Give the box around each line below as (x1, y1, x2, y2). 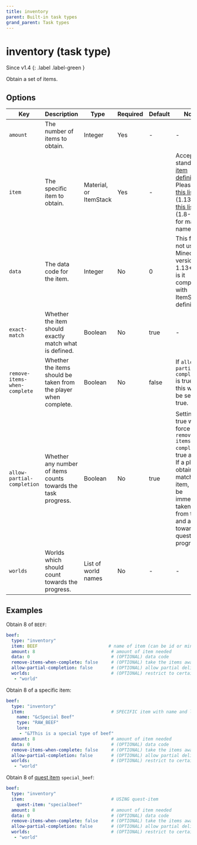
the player (45, 386, 73, 394)
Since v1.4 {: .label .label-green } (6, 64, 85, 71)
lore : (16, 725, 30, 731)
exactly (45, 332, 65, 341)
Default (148, 110, 170, 118)
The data (45, 260, 70, 268)
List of (84, 560, 101, 568)
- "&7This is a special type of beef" (19, 730, 114, 737)
